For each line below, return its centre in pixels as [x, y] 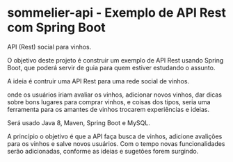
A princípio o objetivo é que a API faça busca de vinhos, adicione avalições [115, 136]
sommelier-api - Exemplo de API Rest [116, 13]
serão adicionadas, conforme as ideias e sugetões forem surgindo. [103, 151]
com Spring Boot [56, 27]
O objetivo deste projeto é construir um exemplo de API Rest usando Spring [115, 60]
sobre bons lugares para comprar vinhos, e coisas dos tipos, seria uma [109, 102]
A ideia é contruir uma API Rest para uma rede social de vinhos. [98, 81]
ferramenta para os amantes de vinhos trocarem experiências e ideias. [109, 109]
